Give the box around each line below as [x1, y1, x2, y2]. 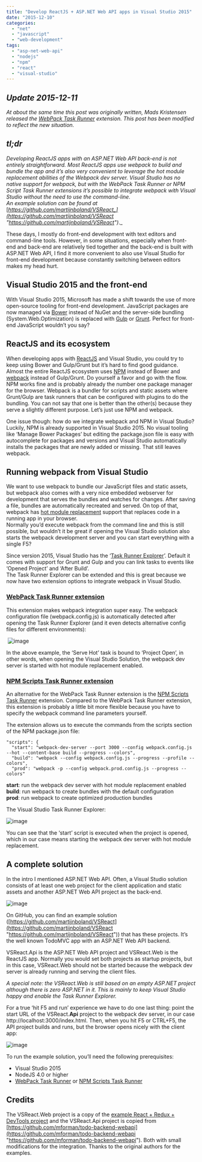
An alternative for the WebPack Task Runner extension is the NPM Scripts [6, 690, 189, 697]
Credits [6, 1095, 35, 1105]
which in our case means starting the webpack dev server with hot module [6, 835, 191, 842]
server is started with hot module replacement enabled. [6, 661, 144, 669]
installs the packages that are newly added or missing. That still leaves [6, 443, 182, 450]
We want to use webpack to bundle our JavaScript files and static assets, [6, 483, 188, 490]
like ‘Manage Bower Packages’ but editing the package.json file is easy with [6, 430, 194, 437]
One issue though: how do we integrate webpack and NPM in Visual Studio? [6, 418, 195, 425]
